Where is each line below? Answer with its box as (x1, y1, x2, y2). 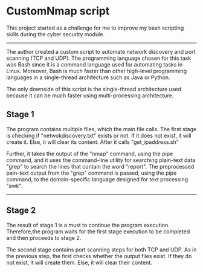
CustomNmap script (6, 4, 110, 18)
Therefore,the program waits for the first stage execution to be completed (6, 228, 190, 235)
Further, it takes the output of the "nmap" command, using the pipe (6, 150, 173, 157)
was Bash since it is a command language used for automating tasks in (6, 60, 183, 68)
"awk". (6, 182, 23, 189)
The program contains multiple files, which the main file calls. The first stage (6, 125, 197, 132)
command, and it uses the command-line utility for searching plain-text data (6, 156, 196, 164)
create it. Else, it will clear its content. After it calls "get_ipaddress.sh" (6, 138, 179, 146)
